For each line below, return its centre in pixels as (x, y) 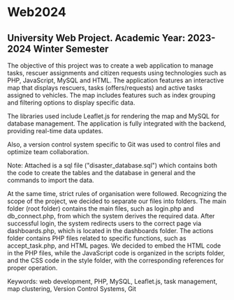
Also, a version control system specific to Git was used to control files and (114, 144)
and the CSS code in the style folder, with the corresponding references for (116, 260)
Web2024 (37, 12)
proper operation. (32, 268)
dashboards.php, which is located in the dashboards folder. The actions (110, 231)
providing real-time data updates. (55, 131)
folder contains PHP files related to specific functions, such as (97, 238)
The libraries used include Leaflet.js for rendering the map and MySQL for (114, 116)
